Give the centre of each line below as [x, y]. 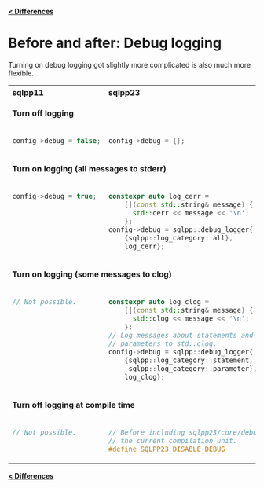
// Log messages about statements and [181, 335]
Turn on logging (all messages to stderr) [89, 168]
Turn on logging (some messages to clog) [92, 274]
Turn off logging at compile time [73, 405]
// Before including [147, 432]
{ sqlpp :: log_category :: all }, [179, 238]
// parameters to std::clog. [163, 343]
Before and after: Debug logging [115, 43]
